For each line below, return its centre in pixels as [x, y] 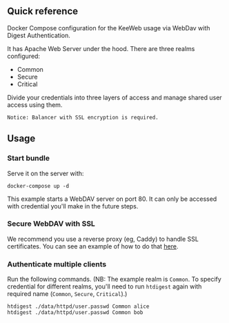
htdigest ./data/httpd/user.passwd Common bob [75, 313]
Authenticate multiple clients [57, 264]
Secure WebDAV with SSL [51, 224]
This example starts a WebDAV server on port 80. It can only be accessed [112, 199]
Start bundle [29, 158]
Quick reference [43, 11]
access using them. [35, 105]
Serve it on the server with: [46, 173]
